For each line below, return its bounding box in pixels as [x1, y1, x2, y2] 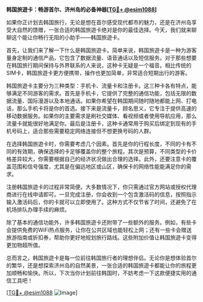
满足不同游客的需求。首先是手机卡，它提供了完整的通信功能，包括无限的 [11, 90, 192, 97]
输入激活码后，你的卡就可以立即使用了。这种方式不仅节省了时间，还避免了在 [6, 199, 197, 205]
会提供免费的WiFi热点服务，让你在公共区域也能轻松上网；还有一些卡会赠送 [6, 226, 192, 233]
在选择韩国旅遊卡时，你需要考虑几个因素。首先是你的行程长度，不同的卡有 [6, 140, 192, 147]
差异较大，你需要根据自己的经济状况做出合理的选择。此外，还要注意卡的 [11, 155, 192, 162]
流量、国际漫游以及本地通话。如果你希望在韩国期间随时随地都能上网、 [11, 97, 186, 104]
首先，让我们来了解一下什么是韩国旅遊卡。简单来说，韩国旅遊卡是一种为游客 [6, 47, 197, 54]
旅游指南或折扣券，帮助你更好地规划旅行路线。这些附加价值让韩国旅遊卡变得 [6, 234, 197, 241]
